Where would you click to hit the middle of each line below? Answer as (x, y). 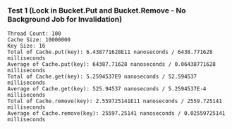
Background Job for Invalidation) (65, 19)
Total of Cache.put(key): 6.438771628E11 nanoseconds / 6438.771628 (110, 52)
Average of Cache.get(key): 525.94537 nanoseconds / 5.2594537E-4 (107, 89)
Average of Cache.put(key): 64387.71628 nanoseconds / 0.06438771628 (112, 64)
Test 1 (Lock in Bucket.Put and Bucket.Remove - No (97, 11)
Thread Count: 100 (34, 34)
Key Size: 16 (26, 46)
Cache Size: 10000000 (39, 40)
